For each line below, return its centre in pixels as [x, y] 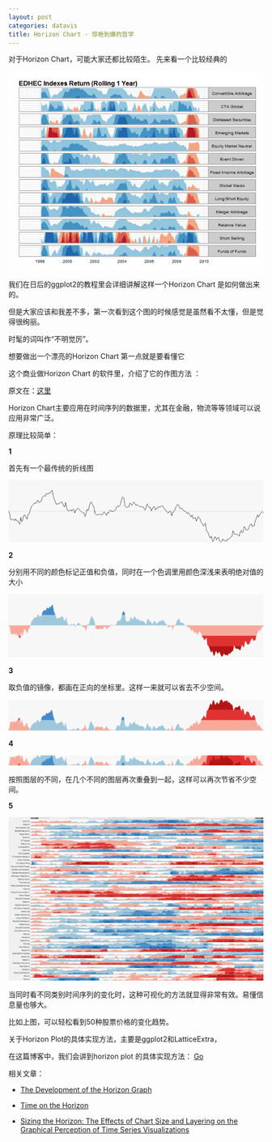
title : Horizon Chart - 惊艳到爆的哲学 [71, 34]
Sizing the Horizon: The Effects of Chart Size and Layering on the [129, 1121]
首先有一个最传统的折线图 [51, 468]
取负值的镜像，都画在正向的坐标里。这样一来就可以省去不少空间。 [118, 687]
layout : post [30, 17]
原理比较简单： [33, 435]
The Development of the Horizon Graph [86, 1090]
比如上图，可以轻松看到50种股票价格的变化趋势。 [91, 1022]
